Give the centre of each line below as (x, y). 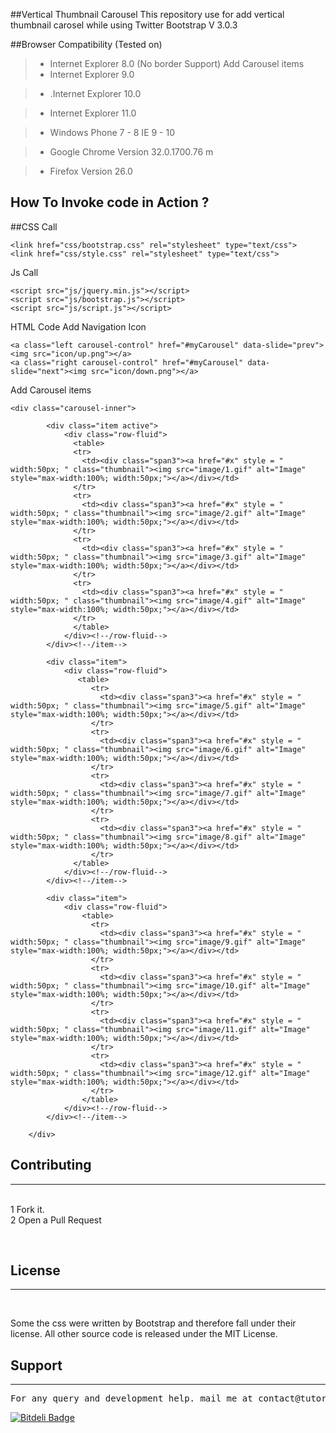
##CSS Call (34, 226)
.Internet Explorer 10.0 (95, 93)
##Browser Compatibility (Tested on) (86, 44)
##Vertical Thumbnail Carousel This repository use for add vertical (147, 14)
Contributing (51, 1165)
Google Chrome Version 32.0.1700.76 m (131, 152)
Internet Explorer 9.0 (92, 74)
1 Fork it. (27, 1209)
